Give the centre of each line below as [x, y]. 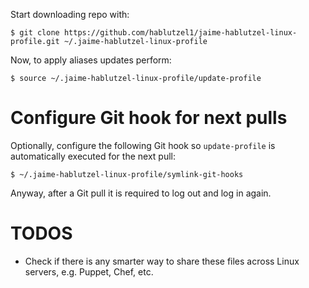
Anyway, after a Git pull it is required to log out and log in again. [141, 193]
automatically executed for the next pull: [93, 156]
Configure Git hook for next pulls [149, 118]
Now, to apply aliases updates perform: [91, 60]
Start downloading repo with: [70, 14]
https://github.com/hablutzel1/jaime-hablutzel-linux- [180, 33]
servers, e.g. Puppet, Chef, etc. [89, 271]
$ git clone [35, 33]
